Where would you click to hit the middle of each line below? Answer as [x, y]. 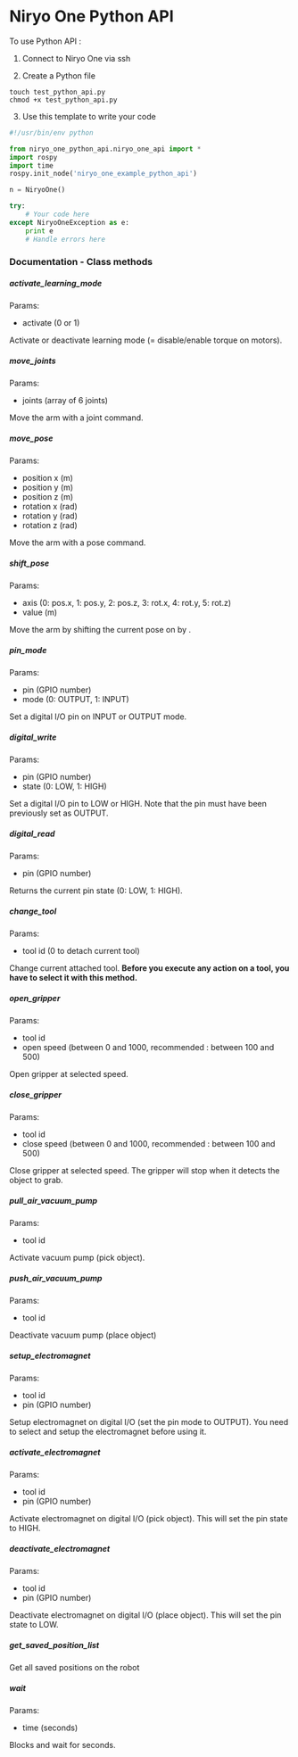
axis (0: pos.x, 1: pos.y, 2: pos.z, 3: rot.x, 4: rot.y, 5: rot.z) [127, 603]
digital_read [32, 833]
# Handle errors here [65, 239]
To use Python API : [46, 41]
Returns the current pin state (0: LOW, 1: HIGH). [96, 891]
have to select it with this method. [74, 978]
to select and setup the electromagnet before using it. [108, 1432]
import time [31, 166]
